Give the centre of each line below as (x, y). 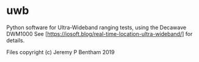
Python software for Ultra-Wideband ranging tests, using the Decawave (96, 27)
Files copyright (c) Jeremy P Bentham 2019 (60, 52)
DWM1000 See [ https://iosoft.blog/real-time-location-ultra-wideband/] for (99, 33)
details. (16, 40)
